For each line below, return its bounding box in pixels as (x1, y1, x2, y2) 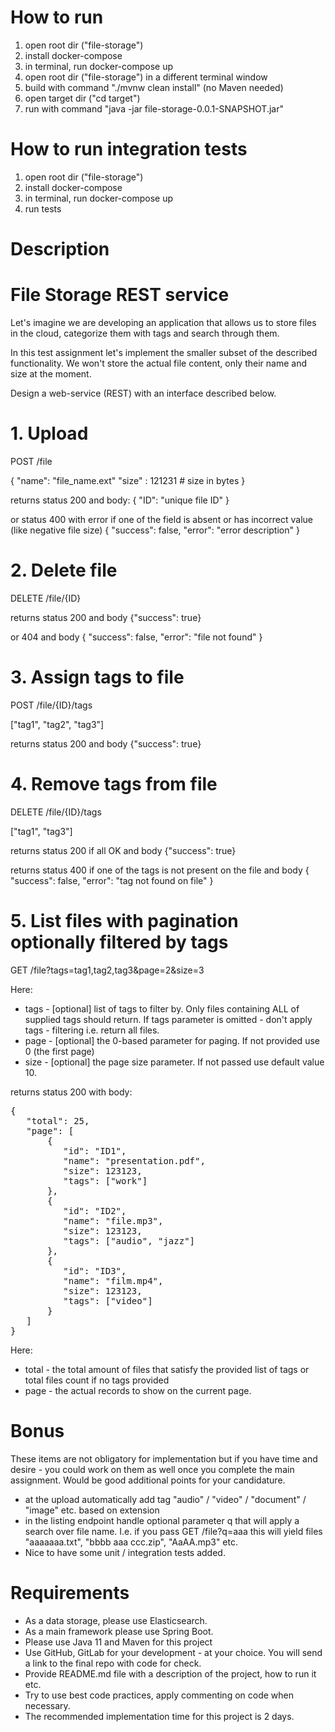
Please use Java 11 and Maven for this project (24, 1636, 213, 1648)
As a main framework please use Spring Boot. (24, 1625, 214, 1637)
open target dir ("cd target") (24, 92, 141, 104)
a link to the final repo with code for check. (24, 1657, 202, 1669)
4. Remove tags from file (10, 773, 218, 795)
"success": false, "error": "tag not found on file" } (10, 874, 214, 886)
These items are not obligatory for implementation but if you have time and (10, 1452, 318, 1465)
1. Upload (10, 422, 89, 445)
